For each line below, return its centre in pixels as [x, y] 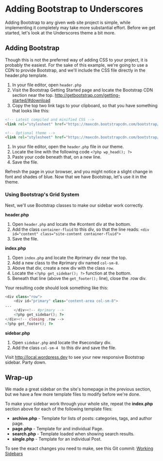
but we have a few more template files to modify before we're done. [73, 394]
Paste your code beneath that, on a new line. [57, 157]
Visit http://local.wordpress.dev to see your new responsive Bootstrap [75, 357]
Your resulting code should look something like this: [57, 288]
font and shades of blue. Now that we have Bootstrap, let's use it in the [76, 177]
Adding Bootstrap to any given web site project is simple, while [68, 22]
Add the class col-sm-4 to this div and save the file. [64, 348]
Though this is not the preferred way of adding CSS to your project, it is [76, 60]
